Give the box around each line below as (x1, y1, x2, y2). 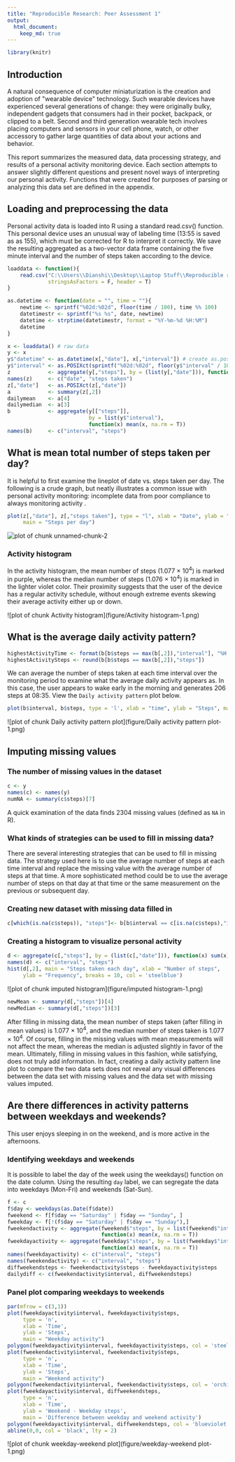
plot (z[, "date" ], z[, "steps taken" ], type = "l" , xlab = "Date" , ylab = (7, 512, 224, 519)
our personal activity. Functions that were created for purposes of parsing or (7, 175, 228, 183)
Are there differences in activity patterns (7, 1100, 189, 1112)
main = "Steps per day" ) (22, 519, 96, 526)
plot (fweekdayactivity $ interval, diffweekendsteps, (7, 1388, 161, 1395)
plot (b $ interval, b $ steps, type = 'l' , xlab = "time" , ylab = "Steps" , (7, 705, 220, 712)
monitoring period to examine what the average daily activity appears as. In (7, 677, 225, 685)
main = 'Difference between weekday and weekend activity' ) (22, 1414, 201, 1421)
